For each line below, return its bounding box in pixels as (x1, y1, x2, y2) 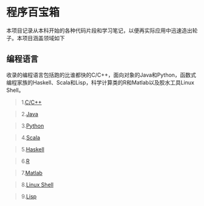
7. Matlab (21, 169, 42, 176)
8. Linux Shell (21, 180, 53, 188)
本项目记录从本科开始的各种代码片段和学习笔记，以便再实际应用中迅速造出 (6, 27, 192, 34)
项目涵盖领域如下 (22, 34, 65, 41)
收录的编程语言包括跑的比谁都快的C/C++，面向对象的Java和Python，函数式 (6, 71, 196, 78)
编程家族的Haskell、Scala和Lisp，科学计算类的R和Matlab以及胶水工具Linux (6, 78, 194, 86)
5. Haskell (21, 145, 44, 153)
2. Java (21, 110, 38, 117)
